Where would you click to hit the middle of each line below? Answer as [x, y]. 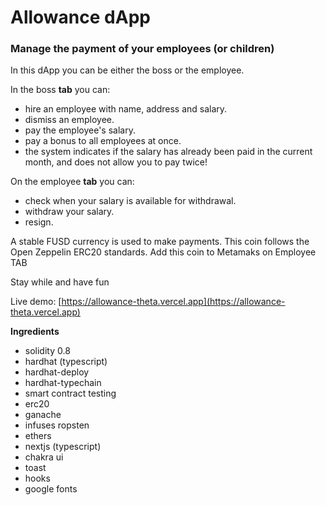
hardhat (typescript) [66, 362]
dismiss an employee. [69, 120]
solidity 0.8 [47, 351]
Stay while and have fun [60, 282]
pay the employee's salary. [80, 130]
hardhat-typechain [63, 383]
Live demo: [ [36, 302]
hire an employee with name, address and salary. [126, 109]
